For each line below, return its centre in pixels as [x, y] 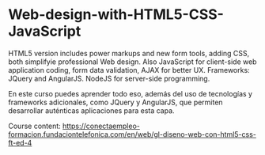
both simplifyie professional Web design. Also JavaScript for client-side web [132, 62]
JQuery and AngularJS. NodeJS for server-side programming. [109, 78]
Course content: [34, 126]
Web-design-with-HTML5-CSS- [116, 15]
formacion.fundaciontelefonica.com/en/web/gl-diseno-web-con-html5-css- [132, 134]
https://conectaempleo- [101, 126]
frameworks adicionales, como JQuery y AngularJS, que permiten [115, 102]
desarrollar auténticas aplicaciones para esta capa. [92, 110]
